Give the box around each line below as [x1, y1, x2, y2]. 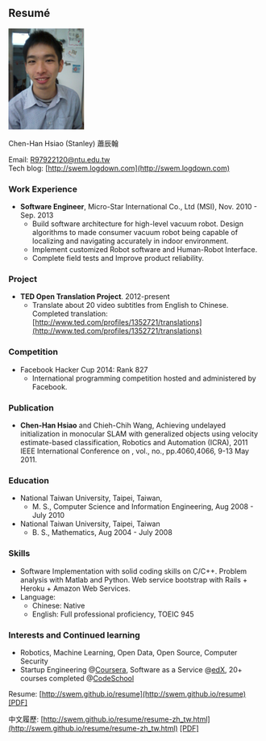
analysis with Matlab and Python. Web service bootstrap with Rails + [19, 575, 248, 584]
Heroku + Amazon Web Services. [19, 583, 131, 593]
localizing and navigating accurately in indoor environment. [31, 236, 229, 246]
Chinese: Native [31, 600, 85, 610]
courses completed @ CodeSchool [19, 673, 135, 683]
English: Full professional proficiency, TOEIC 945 [31, 609, 195, 619]
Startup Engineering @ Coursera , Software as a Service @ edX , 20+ [19, 664, 243, 674]
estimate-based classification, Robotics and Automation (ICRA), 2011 [19, 438, 248, 447]
